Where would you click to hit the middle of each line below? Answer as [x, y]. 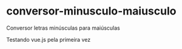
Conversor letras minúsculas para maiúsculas [63, 28]
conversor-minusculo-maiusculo [91, 11]
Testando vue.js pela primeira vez [49, 39]
